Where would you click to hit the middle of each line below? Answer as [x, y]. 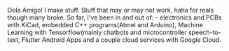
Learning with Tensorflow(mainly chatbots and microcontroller [97, 32]
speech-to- [204, 32]
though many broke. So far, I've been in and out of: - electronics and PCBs [114, 17]
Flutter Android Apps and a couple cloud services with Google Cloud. [122, 40]
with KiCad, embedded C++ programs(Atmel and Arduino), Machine [105, 25]
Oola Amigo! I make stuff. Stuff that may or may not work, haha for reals [111, 10]
